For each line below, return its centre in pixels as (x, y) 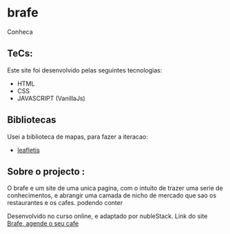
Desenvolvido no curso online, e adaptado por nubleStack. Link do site (107, 216)
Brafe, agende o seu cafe (43, 224)
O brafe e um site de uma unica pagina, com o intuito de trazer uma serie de (115, 188)
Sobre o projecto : (46, 172)
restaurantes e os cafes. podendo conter (65, 203)
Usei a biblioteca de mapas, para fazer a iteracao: (77, 137)
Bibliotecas (32, 120)
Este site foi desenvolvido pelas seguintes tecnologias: (85, 70)
